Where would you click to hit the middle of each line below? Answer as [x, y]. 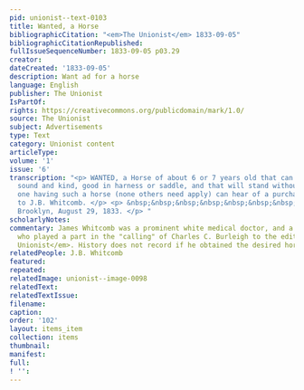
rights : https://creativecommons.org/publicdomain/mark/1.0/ [127, 110]
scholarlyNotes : [40, 219]
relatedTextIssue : [44, 295]
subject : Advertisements [56, 128]
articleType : [34, 152]
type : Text [30, 136]
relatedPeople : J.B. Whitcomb [66, 253]
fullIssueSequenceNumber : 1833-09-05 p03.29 [95, 52]
